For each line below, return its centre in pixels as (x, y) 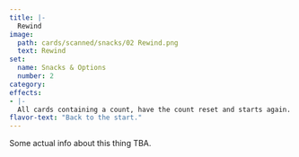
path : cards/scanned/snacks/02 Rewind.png (98, 43)
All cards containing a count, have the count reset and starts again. (154, 109)
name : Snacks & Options (62, 68)
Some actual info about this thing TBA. (80, 144)
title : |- (28, 17)
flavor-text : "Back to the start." (76, 118)
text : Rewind (42, 51)
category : (28, 84)
